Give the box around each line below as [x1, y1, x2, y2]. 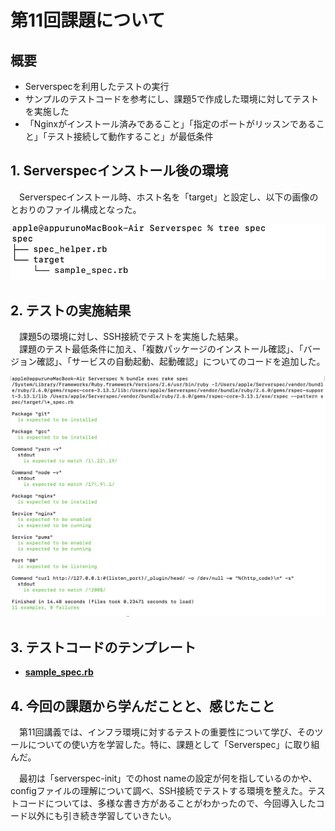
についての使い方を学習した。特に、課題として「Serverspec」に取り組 [27, 739, 320, 751]
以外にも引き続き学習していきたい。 [27, 810, 177, 822]
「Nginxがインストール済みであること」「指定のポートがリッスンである [24, 118, 317, 130]
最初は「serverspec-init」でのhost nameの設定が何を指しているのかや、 [19, 772, 318, 785]
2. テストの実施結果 [10, 302, 132, 319]
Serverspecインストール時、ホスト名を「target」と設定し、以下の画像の [19, 191, 319, 203]
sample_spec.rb [24, 666, 94, 678]
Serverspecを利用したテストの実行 [24, 81, 170, 92]
